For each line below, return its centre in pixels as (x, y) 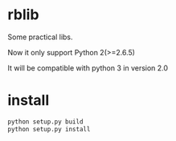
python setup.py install (49, 129)
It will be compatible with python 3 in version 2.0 (88, 68)
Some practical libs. (40, 37)
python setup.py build (45, 122)
